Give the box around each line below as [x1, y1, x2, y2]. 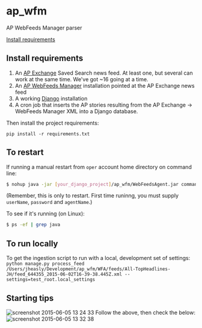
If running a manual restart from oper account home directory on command [6, 163, 192, 170]
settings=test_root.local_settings [6, 277, 96, 283]
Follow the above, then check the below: [95, 309, 195, 316]
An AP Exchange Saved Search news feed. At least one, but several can [14, 69, 194, 76]
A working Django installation [14, 94, 88, 102]
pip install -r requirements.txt [6, 131, 90, 137]
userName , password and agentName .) [6, 199, 93, 206]
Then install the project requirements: [6, 119, 99, 126]
